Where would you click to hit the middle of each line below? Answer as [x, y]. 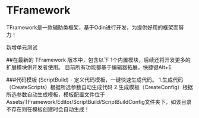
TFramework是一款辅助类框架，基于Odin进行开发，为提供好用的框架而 [92, 27]
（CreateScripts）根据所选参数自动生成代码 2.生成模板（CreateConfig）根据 [99, 87]
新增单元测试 [22, 47]
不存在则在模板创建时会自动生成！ [48, 109]
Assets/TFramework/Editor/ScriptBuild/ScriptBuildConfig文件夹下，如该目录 [99, 101]
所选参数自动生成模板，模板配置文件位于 [56, 94]
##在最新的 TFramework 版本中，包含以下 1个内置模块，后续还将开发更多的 [99, 60]
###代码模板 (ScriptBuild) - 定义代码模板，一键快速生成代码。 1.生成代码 [95, 80]
